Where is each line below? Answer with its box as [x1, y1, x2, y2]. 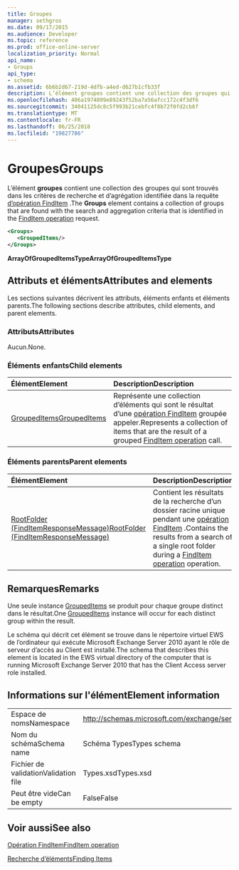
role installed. [7, 668, 48, 677]
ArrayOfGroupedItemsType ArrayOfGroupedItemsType [7, 254, 172, 262]
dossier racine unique [152, 505, 225, 515]
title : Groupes [7, 10, 53, 18]
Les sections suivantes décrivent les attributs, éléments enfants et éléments [7, 294, 230, 302]
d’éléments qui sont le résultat [113, 400, 213, 410]
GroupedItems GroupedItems [11, 413, 107, 423]
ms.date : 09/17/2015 [7, 24, 69, 31]
